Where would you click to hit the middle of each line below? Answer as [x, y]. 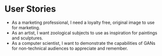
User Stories [30, 9]
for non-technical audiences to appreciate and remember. [70, 48]
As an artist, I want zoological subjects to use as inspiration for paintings [84, 33]
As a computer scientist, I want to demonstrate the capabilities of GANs [83, 43]
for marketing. [26, 27]
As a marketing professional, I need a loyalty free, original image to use [83, 22]
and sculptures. [27, 38]
